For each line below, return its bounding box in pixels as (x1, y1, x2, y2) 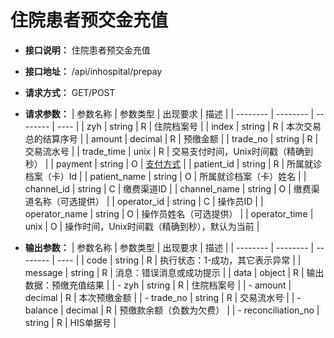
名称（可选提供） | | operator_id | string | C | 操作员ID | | (33, 195, 264, 207)
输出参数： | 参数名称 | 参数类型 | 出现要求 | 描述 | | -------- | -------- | (24, 241, 315, 253)
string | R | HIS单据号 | (24, 316, 117, 328)
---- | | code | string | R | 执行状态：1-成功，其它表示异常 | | (56, 254, 302, 266)
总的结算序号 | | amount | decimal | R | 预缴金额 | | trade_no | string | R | (24, 132, 319, 145)
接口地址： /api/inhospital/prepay (24, 65, 163, 77)
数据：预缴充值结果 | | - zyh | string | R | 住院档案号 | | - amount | (24, 279, 292, 291)
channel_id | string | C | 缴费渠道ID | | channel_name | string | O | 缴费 (24, 182, 312, 195)
